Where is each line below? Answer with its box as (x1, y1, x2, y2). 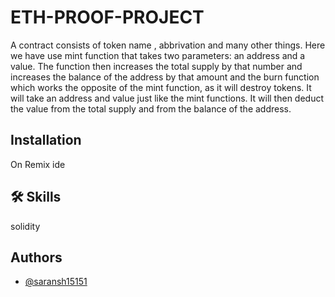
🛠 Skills (10, 189, 62, 206)
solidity (10, 220, 41, 232)
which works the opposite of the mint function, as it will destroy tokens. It (10, 81, 312, 93)
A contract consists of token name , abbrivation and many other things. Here (10, 39, 326, 51)
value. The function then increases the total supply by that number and (10, 60, 303, 72)
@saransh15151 (24, 276, 88, 288)
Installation (10, 132, 82, 149)
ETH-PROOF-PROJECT (10, 6, 205, 29)
